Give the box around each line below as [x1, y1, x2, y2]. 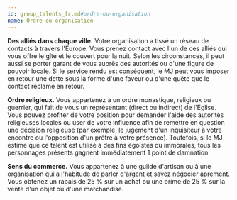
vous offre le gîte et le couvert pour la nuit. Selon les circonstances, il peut [7, 51, 225, 60]
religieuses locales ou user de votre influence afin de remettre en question [7, 118, 225, 126]
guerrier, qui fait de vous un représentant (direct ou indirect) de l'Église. [7, 103, 216, 111]
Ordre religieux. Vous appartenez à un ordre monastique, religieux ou [7, 95, 211, 104]
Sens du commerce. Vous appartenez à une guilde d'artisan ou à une [7, 162, 211, 170]
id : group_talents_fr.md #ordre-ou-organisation [7, 10, 151, 18]
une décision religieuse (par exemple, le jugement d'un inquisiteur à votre [7, 126, 222, 134]
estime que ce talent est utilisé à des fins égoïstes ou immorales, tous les [7, 140, 221, 149]
